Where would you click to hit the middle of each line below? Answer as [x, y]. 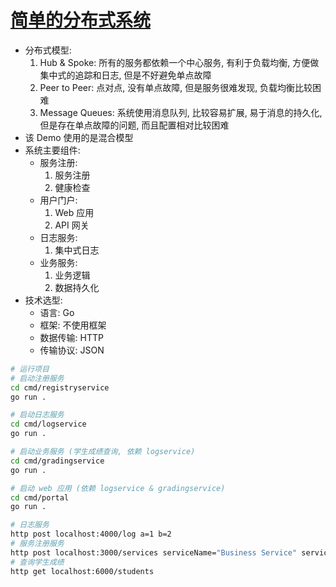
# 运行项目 [30, 369]
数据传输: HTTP [71, 337]
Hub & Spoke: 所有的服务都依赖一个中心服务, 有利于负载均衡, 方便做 [179, 62]
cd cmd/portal [40, 497]
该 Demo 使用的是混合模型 [79, 137]
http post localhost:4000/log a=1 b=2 [91, 534]
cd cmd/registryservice [60, 387]
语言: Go [57, 312]
